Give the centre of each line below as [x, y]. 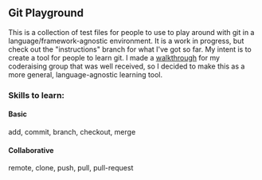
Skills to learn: [37, 95]
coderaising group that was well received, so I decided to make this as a [127, 66]
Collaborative [31, 150]
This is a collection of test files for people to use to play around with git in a [131, 32]
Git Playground [46, 13]
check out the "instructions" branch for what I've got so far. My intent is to [130, 49]
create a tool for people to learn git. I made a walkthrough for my [114, 57]
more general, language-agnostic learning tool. [86, 74]
